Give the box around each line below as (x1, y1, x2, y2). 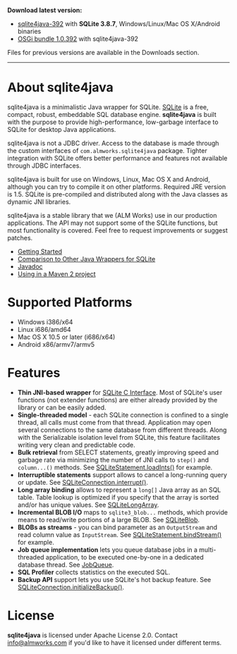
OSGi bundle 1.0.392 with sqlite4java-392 (17, 35, 139, 43)
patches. (7, 233, 33, 242)
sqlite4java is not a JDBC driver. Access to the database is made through (7, 139, 219, 147)
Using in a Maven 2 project (17, 269, 97, 278)
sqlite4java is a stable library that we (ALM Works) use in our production (7, 211, 217, 219)
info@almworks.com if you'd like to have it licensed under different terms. (7, 638, 222, 647)
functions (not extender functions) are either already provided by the (17, 395, 218, 404)
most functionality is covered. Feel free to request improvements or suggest (7, 226, 228, 235)
